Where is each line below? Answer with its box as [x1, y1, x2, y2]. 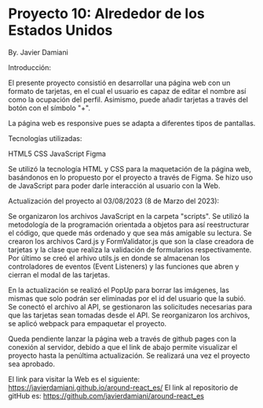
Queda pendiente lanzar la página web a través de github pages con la [8, 334, 237, 343]
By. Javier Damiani [8, 47, 68, 57]
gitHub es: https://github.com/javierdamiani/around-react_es [8, 391, 204, 400]
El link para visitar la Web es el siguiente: [8, 374, 140, 384]
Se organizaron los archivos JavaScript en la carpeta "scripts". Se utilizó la [8, 211, 250, 221]
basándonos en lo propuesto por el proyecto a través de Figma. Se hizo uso [8, 172, 254, 182]
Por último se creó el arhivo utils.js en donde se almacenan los [8, 253, 210, 262]
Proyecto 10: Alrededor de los [8, 5, 206, 23]
